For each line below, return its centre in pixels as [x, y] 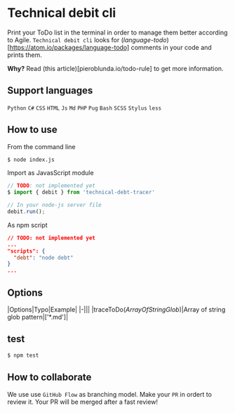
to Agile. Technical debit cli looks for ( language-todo [87, 39]
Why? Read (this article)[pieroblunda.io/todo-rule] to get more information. [115, 68]
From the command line [41, 146]
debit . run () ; [26, 212]
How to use [32, 130]
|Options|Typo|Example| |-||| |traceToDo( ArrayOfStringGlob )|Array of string [116, 310]
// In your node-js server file [54, 205]
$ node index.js [31, 160]
